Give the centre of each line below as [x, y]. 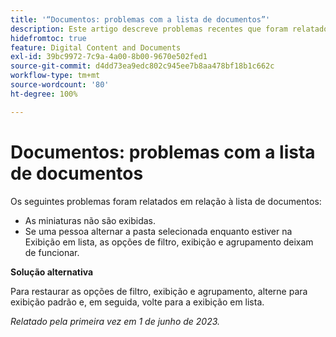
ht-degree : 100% [44, 94]
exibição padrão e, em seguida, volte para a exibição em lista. [137, 302]
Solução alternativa [52, 272]
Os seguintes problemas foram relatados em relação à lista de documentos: [166, 201]
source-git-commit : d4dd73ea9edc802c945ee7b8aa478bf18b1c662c [142, 66]
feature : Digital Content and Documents [96, 47]
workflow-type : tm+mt [55, 76]
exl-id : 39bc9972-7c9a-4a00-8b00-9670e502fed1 [109, 57]
